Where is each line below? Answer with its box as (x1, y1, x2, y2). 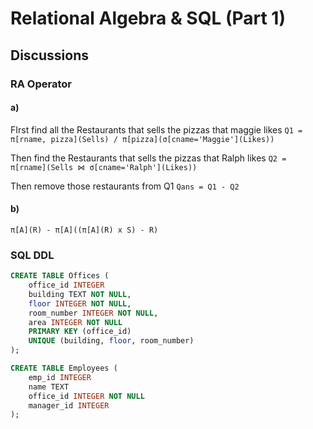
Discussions (10, 47, 89, 64)
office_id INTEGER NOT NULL (28, 391, 145, 401)
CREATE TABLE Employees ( (10, 363, 118, 374)
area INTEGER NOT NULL (28, 317, 123, 327)
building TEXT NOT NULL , (28, 289, 132, 299)
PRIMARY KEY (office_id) (28, 327, 132, 337)
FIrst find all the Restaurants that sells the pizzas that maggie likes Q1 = (10, 123, 303, 136)
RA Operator (10, 77, 72, 91)
